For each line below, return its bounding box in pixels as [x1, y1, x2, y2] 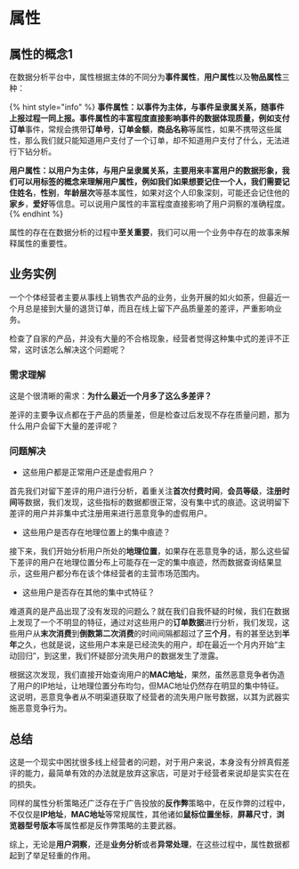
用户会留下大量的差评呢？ [24, 420, 118, 432]
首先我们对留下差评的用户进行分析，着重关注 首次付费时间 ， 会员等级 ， [9, 486, 267, 497]
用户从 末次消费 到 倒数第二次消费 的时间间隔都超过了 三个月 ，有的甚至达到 [16, 629, 282, 639]
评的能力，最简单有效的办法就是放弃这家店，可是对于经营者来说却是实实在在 [9, 767, 290, 779]
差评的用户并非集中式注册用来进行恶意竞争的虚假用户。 [9, 508, 212, 519]
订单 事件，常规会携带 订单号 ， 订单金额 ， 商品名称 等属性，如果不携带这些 [9, 124, 274, 134]
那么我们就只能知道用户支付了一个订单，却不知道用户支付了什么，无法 [24, 135, 282, 145]
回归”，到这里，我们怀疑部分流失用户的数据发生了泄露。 [16, 651, 224, 662]
